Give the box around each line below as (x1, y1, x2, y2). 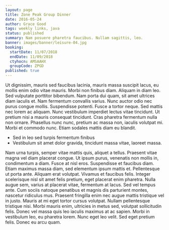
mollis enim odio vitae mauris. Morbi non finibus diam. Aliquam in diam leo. (5, 88, 161, 93)
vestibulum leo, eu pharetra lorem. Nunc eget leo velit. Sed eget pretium (5, 214, 155, 219)
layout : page (5, 7, 33, 13)
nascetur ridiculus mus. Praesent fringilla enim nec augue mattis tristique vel (5, 192, 164, 198)
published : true (5, 68, 39, 73)
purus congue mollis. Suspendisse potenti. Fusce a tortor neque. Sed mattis (5, 104, 163, 109)
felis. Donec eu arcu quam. (5, 219, 62, 225)
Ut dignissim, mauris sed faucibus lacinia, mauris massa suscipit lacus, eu (5, 82, 159, 88)
